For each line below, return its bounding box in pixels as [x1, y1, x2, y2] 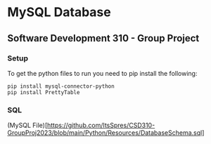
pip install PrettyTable [7, 89, 80, 96]
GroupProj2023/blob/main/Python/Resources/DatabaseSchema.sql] [7, 129, 205, 137]
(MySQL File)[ [7, 121, 48, 130]
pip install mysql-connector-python [7, 82, 115, 90]
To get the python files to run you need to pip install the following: [7, 69, 198, 77]
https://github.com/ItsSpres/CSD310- [46, 121, 155, 130]
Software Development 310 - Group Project [7, 32, 200, 44]
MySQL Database [7, 4, 111, 20]
